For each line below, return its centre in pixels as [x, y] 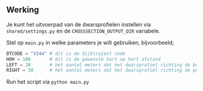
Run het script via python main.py [48, 82]
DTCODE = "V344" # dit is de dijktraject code [66, 54]
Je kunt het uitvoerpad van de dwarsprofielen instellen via [79, 24]
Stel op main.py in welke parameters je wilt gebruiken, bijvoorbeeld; [90, 42]
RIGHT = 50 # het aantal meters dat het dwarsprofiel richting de [98, 71]
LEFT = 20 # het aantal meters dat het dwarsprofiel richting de [98, 65]
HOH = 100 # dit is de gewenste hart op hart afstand [84, 59]
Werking [23, 10]
